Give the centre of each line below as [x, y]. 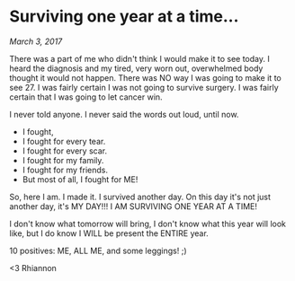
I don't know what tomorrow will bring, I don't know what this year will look [147, 224]
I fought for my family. [63, 160]
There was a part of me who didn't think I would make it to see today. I [139, 58]
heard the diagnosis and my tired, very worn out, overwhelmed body [136, 68]
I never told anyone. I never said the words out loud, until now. [124, 114]
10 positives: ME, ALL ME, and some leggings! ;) [98, 250]
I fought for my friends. [65, 170]
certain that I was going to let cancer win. [86, 97]
